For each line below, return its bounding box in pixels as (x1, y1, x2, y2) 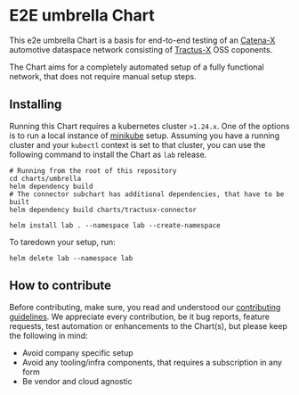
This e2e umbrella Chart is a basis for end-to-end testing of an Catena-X (9, 35, 276, 45)
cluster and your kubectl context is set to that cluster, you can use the (9, 139, 266, 150)
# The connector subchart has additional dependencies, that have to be (9, 189, 285, 199)
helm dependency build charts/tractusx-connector (9, 205, 198, 214)
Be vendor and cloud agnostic (21, 375, 133, 386)
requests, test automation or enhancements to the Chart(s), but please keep (9, 320, 287, 331)
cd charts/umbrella (9, 174, 82, 183)
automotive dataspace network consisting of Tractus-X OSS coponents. (9, 44, 273, 54)
